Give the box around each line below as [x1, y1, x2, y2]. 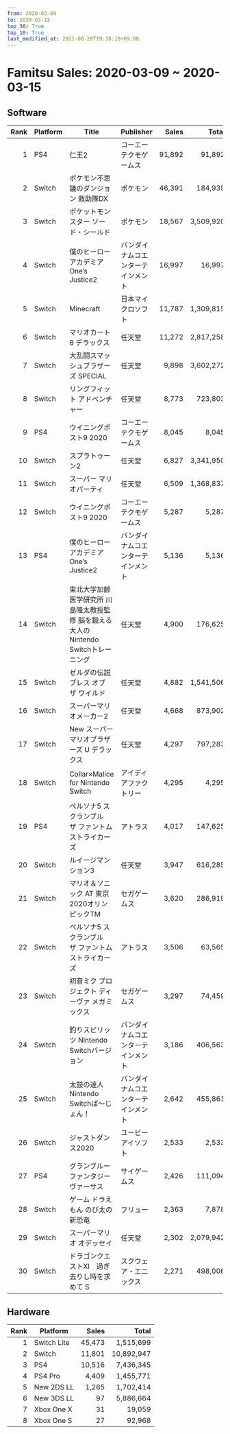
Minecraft [69, 304, 101, 314]
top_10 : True [7, 29, 44, 36]
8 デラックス [69, 338, 110, 348]
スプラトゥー [69, 451, 111, 461]
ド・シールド [69, 228, 111, 237]
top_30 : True [7, 23, 44, 29]
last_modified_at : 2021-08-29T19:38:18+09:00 [7, 36, 139, 42]
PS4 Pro [34, 1371, 60, 1381]
